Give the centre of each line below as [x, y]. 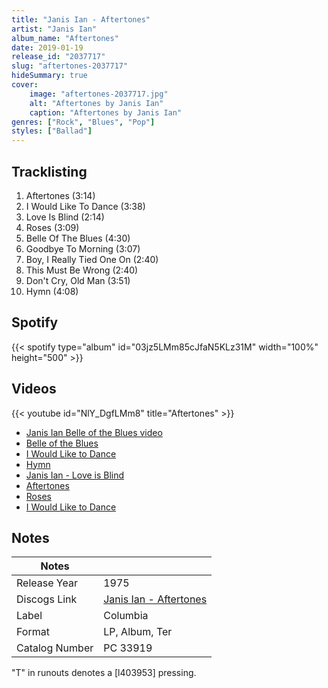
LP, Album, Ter [138, 632]
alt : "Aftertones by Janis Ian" [96, 103]
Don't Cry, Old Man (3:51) [78, 280]
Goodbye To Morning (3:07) [83, 248]
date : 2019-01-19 [47, 47]
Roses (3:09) [52, 227]
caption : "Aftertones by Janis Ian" [106, 112]
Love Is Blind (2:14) [65, 217]
